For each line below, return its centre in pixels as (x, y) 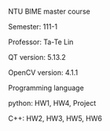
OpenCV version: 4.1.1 (43, 73)
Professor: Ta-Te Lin (41, 42)
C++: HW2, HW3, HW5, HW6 (55, 118)
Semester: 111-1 (33, 26)
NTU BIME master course (49, 11)
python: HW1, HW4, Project (52, 103)
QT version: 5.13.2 (37, 57)
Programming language (46, 88)
